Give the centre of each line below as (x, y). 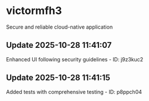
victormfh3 (34, 11)
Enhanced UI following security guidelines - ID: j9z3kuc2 (75, 59)
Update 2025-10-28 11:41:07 (59, 45)
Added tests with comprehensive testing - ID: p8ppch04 (74, 92)
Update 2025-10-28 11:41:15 (58, 78)
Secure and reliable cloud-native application (60, 27)
